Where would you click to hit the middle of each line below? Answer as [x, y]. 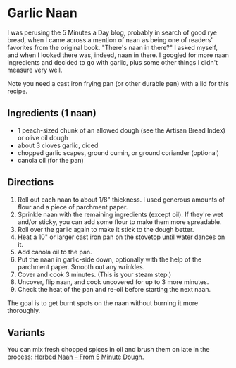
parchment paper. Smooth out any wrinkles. [81, 266]
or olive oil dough [43, 137]
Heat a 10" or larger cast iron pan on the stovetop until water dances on [121, 237]
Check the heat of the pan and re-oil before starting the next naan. [114, 289]
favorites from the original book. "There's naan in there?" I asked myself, [113, 47]
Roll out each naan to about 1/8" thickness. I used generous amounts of [121, 200]
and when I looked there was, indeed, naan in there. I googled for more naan [118, 55]
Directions [31, 182]
